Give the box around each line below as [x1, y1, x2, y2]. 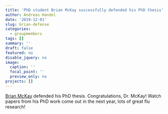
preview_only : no [10, 74, 47, 79]
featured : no [5, 50, 33, 55]
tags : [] [5, 36, 24, 41]
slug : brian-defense [5, 21, 50, 27]
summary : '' [5, 41, 31, 46]
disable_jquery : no [5, 55, 47, 60]
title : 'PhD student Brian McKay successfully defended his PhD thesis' [5, 7, 164, 13]
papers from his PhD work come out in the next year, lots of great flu [5, 98, 150, 104]
